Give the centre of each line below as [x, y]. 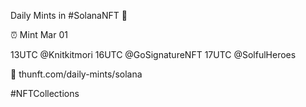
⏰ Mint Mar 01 [39, 34]
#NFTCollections [45, 93]
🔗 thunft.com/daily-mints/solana [76, 74]
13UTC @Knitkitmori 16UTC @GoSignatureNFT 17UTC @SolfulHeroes [153, 54]
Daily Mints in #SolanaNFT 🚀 [69, 15]
